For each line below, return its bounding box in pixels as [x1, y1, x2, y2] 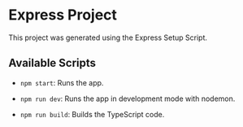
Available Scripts [8, 56, 96, 70]
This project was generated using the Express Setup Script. [8, 33, 208, 42]
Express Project [8, 6, 118, 24]
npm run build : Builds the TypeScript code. [20, 109, 165, 119]
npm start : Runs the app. [20, 77, 104, 87]
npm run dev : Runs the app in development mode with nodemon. [20, 94, 236, 103]
